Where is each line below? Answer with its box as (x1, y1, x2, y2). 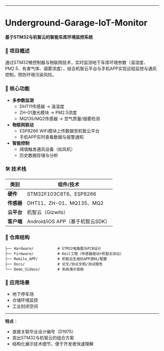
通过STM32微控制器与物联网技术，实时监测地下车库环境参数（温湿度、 (5, 60, 148, 66)
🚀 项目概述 (5, 47, 30, 54)
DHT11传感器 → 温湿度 (19, 103, 64, 109)
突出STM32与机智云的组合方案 (12, 335, 74, 341)
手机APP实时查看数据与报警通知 (19, 134, 84, 140)
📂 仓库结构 (5, 234, 30, 241)
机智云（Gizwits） (27, 209, 69, 216)
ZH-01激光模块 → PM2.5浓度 (19, 110, 77, 115)
